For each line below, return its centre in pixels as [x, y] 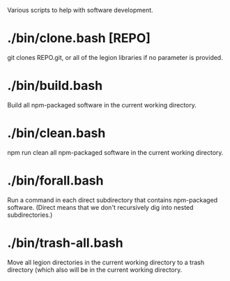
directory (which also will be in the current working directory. [95, 269]
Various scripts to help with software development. [80, 10]
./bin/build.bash [55, 86]
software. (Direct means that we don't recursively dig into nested [100, 207]
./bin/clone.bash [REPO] [79, 38]
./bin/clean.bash [56, 134]
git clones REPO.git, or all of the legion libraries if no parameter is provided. [115, 57]
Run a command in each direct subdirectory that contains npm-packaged [113, 200]
